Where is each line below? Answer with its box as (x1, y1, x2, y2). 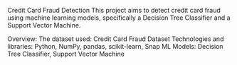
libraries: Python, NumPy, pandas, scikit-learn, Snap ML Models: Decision (7, 42, 223, 50)
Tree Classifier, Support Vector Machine (7, 49, 125, 58)
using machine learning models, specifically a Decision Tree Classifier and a (7, 13, 231, 22)
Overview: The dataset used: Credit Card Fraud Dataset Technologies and (7, 35, 224, 43)
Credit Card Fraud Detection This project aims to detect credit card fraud (7, 6, 221, 14)
